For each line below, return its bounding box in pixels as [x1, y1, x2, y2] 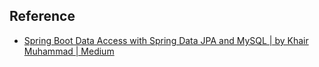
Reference [9, 8, 76, 25]
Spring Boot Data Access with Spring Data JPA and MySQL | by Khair [23, 34, 309, 46]
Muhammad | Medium [23, 45, 115, 57]
